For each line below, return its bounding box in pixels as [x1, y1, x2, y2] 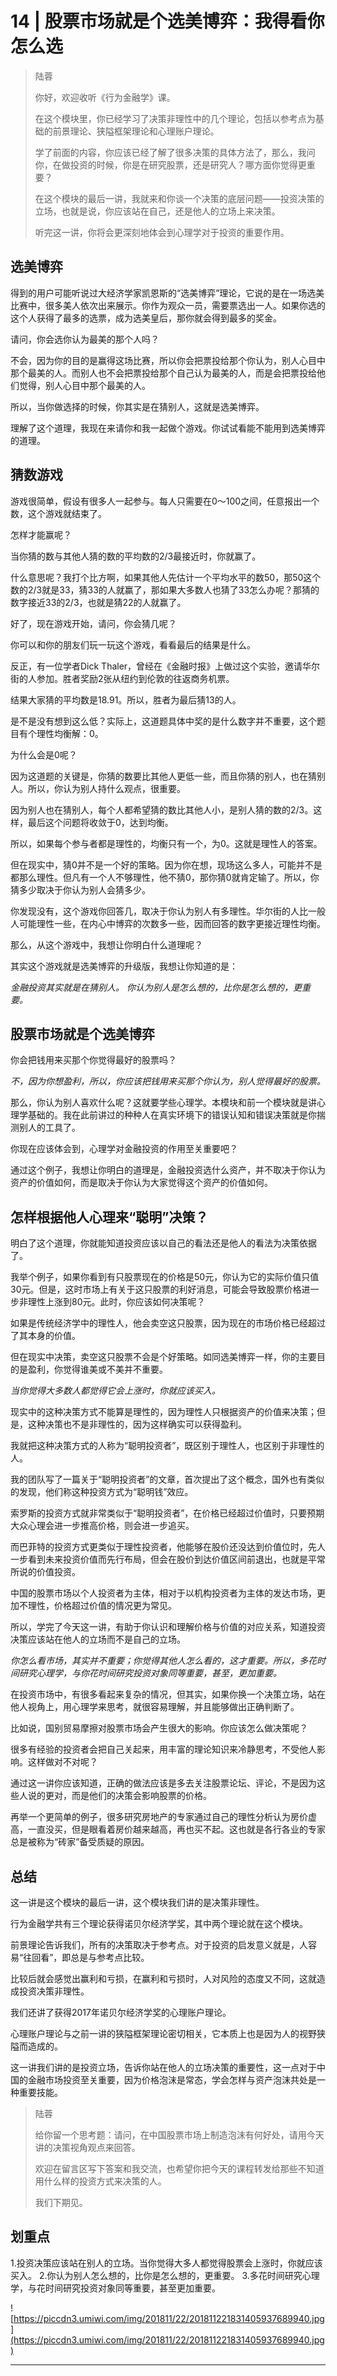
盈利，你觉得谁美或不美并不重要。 [27, 1363, 168, 1376]
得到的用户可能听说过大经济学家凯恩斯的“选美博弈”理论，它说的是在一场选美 [10, 287, 325, 299]
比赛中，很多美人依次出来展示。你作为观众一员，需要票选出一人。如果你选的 [10, 299, 326, 311]
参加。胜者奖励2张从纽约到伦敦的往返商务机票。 [36, 672, 235, 684]
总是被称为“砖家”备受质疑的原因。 [10, 1836, 150, 1848]
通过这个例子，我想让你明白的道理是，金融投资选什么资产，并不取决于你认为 [10, 1164, 326, 1176]
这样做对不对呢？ [27, 1756, 98, 1768]
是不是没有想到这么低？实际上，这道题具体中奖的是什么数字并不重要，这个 [10, 715, 317, 727]
